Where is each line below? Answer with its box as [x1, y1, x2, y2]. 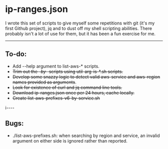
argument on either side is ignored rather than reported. [12, 137, 127, 143]
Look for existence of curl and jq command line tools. [12, 84, 122, 90]
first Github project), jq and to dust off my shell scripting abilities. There [5, 25, 152, 31]
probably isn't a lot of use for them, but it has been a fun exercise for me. [5, 30, 156, 36]
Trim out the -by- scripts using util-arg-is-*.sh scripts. [12, 68, 123, 74]
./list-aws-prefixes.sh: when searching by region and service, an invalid [12, 132, 160, 138]
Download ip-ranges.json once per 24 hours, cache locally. [12, 89, 135, 95]
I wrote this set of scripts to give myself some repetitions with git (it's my [5, 20, 155, 26]
